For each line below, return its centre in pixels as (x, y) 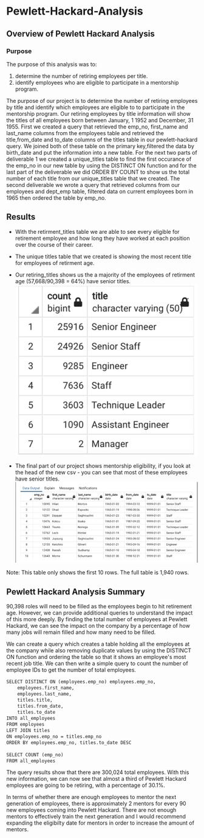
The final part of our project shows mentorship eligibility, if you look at (103, 466)
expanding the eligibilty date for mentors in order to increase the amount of (100, 823)
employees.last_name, (44, 694)
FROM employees (25, 724)
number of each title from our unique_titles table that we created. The (93, 178)
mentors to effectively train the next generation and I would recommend (96, 816)
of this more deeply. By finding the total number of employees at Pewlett (97, 619)
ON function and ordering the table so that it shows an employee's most (96, 657)
